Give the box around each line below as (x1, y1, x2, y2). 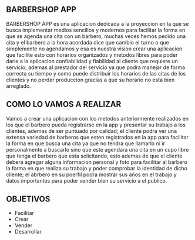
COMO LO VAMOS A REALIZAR (6, 100, 122, 109)
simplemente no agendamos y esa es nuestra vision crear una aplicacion (6, 45, 183, 52)
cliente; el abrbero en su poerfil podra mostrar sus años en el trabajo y (6, 171, 177, 178)
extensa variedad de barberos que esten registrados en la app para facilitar (6, 133, 189, 140)
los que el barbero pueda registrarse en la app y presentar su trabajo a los (6, 121, 186, 128)
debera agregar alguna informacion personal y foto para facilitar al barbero (6, 158, 188, 166)
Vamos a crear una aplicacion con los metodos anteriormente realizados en (6, 115, 189, 122)
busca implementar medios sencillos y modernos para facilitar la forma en (6, 26, 186, 33)
